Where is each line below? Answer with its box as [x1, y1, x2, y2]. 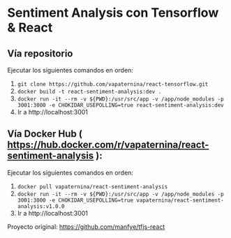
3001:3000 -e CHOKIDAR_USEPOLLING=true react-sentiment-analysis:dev [17, 102, 225, 109]
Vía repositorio [7, 47, 73, 59]
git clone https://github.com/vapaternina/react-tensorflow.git [17, 81, 209, 88]
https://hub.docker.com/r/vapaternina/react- [7, 139, 209, 151]
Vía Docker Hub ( [7, 128, 82, 140]
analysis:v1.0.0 [17, 202, 65, 210]
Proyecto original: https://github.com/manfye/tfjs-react [7, 222, 165, 231]
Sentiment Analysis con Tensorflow [7, 5, 219, 21]
